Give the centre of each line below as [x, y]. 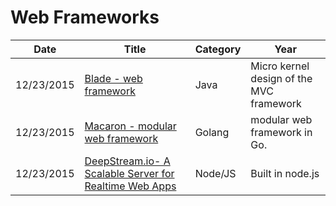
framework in [281, 132]
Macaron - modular [130, 126]
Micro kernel [280, 66]
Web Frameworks [85, 17]
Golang [212, 132]
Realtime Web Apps [130, 186]
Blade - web [113, 78]
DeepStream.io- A [127, 161]
